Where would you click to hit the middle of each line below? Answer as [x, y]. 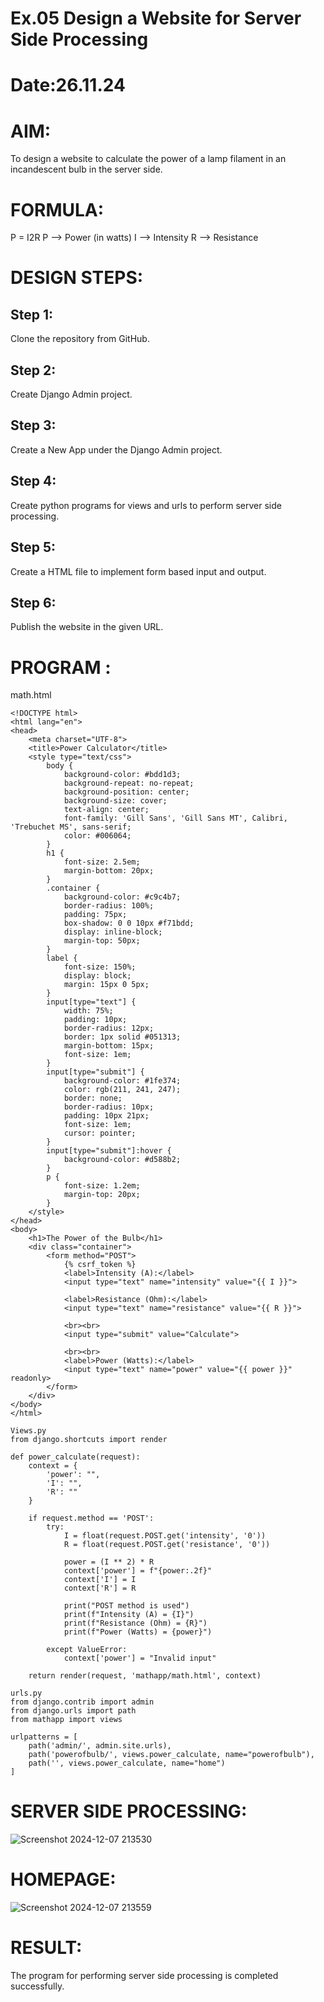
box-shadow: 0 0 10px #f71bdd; [129, 923]
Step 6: [33, 602]
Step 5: [33, 547]
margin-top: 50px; [102, 941]
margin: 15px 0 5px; [106, 985]
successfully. [37, 1986]
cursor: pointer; [100, 1133]
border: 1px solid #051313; [122, 1037]
